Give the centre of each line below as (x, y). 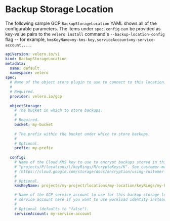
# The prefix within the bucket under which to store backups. (82, 134)
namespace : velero (29, 73)
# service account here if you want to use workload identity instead (90, 200)
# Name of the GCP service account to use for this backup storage (87, 195)
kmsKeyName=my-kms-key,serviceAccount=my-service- (101, 40)
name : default (25, 68)
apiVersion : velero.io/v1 (32, 54)
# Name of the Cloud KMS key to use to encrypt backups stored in (86, 162)
